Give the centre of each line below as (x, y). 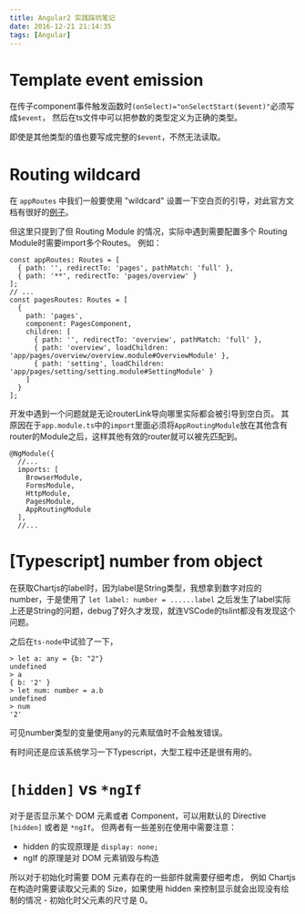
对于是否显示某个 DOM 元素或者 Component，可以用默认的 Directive (138, 816)
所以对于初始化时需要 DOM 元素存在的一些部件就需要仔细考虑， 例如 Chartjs (152, 878)
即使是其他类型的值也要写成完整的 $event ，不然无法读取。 (117, 137)
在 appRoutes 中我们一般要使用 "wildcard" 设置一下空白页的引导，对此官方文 (152, 200)
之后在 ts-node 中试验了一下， (64, 642)
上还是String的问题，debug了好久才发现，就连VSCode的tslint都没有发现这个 (152, 611)
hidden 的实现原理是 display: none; (91, 847)
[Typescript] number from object (136, 562)
